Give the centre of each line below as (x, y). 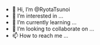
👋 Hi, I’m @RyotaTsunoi (41, 9)
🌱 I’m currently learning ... (44, 22)
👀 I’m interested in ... (38, 16)
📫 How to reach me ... (40, 36)
